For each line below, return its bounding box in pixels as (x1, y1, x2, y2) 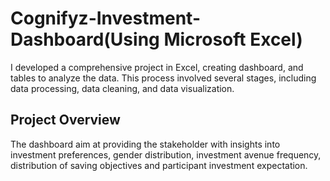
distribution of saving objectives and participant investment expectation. (10, 159, 308, 171)
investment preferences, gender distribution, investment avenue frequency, (10, 148, 322, 161)
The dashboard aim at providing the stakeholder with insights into (10, 138, 281, 150)
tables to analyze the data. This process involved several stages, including (10, 72, 317, 84)
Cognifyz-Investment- (10, 7, 201, 30)
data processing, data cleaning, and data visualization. (10, 82, 235, 94)
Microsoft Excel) (163, 28, 303, 51)
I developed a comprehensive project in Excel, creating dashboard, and (10, 61, 304, 73)
